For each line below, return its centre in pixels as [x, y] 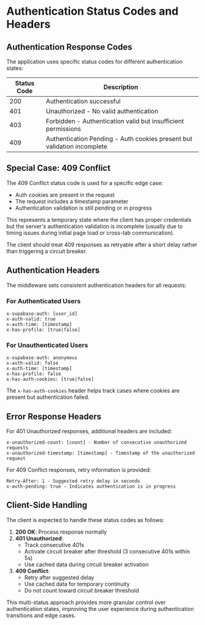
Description [121, 87]
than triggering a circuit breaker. [47, 251]
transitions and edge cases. [41, 615]
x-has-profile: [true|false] [43, 330]
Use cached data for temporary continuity [77, 584]
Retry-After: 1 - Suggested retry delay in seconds [73, 481]
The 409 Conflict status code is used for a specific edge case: [85, 183]
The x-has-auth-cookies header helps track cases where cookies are [93, 391]
